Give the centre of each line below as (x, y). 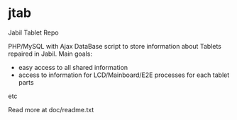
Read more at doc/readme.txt (51, 109)
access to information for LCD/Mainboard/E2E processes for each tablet (124, 75)
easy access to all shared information (73, 67)
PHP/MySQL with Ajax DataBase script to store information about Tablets (115, 46)
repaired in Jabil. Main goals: (50, 54)
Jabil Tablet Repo (33, 32)
